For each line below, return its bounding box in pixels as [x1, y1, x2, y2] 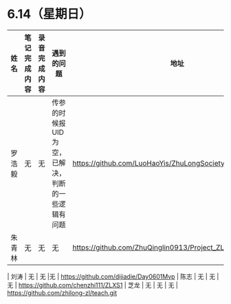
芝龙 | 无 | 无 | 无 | [128, 281, 179, 289]
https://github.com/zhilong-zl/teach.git [7, 288, 118, 296]
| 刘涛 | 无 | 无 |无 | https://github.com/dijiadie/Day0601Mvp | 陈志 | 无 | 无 [7, 272, 215, 281]
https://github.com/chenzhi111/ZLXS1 [18, 281, 123, 289]
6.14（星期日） [7, 6, 91, 22]
